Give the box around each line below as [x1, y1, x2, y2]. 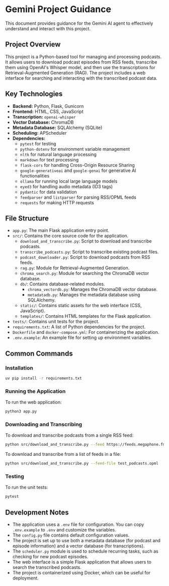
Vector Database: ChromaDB [12, 119, 74, 125]
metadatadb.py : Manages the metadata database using [27, 291, 140, 298]
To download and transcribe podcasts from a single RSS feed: [5, 432, 134, 438]
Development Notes [5, 508, 69, 516]
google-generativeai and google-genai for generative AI [20, 167, 136, 173]
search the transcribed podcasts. [12, 564, 81, 570]
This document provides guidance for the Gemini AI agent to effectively [5, 20, 153, 26]
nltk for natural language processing [20, 151, 97, 157]
